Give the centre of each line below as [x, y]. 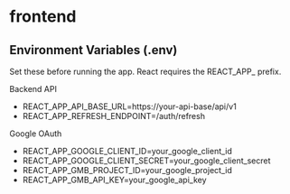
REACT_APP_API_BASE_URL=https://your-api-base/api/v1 [129, 106]
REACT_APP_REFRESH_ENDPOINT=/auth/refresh [114, 116]
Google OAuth [36, 134]
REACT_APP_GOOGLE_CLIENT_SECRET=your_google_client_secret [146, 161]
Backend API [33, 89]
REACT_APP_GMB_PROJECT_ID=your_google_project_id [127, 170]
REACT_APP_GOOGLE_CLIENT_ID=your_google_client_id [127, 151]
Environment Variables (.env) [94, 50]
